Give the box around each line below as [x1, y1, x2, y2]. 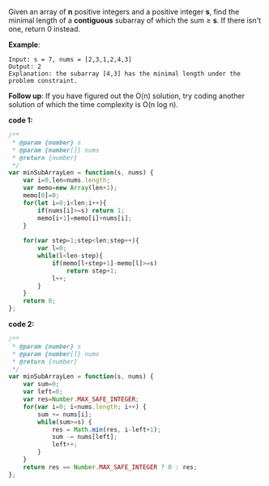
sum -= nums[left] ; [51, 433, 117, 441]
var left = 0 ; [23, 388, 63, 396]
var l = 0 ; [37, 244, 67, 252]
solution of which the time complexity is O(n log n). [8, 100, 178, 109]
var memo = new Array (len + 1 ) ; [23, 184, 117, 192]
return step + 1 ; [66, 267, 117, 275]
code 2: [8, 320, 35, 329]
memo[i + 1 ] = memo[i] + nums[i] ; [37, 214, 132, 222]
